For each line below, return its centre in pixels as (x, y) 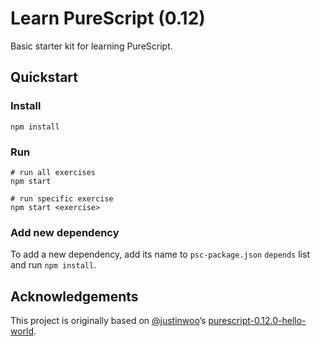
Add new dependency (65, 232)
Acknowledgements (74, 296)
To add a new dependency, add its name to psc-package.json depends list (160, 254)
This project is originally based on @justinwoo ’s (108, 321)
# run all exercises (53, 172)
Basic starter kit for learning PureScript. (91, 46)
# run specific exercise (62, 198)
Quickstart (44, 77)
